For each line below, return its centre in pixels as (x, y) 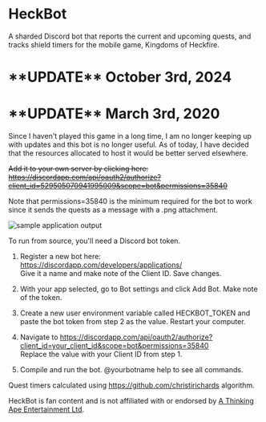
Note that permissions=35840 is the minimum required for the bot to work (130, 201)
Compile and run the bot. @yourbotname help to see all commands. (131, 370)
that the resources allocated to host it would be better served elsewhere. (128, 153)
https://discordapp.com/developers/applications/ (101, 265)
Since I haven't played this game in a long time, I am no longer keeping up (130, 136)
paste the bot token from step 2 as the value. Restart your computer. (133, 322)
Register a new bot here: (60, 257)
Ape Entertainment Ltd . (46, 409)
